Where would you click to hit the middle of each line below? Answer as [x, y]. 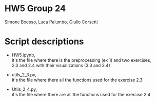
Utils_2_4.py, [24, 89]
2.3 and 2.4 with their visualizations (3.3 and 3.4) [61, 65]
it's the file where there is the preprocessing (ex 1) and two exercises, [81, 60]
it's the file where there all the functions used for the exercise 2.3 [77, 80]
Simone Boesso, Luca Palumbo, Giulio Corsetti [51, 22]
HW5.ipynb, [23, 55]
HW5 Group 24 [35, 8]
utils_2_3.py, [24, 75]
